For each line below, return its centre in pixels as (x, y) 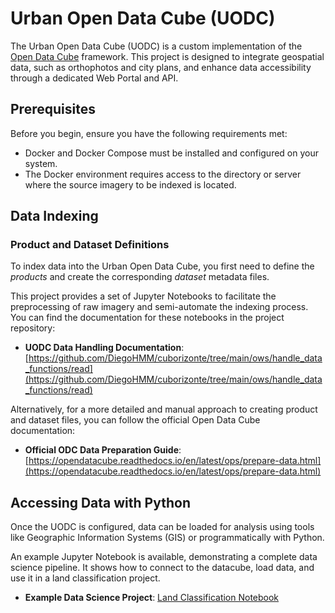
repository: (33, 328)
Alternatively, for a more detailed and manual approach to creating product (164, 409)
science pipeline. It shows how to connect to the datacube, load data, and (162, 568)
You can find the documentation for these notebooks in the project (147, 318)
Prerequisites (53, 109)
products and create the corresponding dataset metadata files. (140, 277)
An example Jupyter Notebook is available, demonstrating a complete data (164, 557)
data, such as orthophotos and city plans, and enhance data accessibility (161, 67)
